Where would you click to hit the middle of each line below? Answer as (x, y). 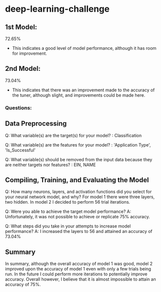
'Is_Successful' (20, 150)
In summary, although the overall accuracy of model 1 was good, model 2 (79, 264)
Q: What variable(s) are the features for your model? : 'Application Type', (78, 145)
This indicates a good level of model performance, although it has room (84, 48)
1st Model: (21, 27)
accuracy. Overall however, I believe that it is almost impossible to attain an (80, 279)
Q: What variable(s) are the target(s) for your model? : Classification (73, 135)
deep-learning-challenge (57, 9)
